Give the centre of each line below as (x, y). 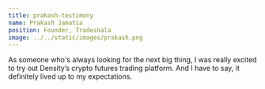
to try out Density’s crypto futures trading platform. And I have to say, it (124, 69)
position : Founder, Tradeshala (60, 30)
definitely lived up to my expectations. (70, 76)
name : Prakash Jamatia (45, 23)
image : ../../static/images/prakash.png (76, 37)
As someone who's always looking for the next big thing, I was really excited (132, 60)
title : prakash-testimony (51, 15)
